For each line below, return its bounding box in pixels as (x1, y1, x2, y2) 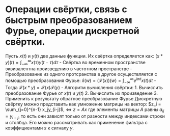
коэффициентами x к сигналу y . (5, 125, 74, 131)
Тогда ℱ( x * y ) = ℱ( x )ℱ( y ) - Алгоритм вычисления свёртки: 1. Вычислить (5, 84, 163, 90)
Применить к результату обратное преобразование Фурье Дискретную (5, 95, 163, 101)
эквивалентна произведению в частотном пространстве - (5, 66, 132, 72)
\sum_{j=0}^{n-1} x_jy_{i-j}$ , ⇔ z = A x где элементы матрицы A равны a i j (5, 106, 164, 114)
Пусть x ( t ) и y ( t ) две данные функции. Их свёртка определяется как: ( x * (5, 52, 163, 59)
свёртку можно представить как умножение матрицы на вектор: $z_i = (5, 101, 161, 107)
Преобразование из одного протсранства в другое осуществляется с (5, 71, 158, 77)
